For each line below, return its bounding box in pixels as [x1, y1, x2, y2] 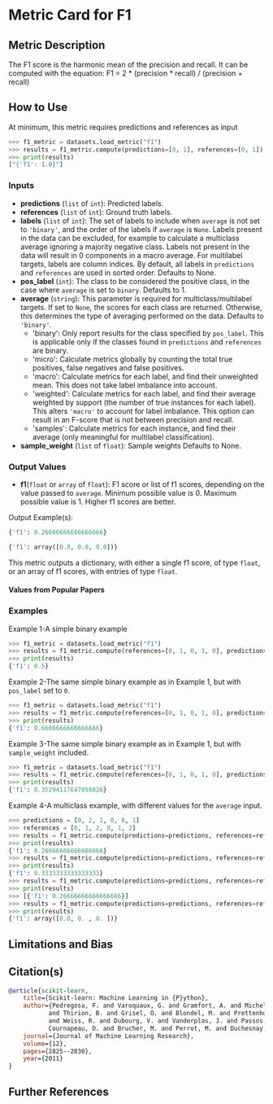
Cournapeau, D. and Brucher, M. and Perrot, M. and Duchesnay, [48, 1024, 267, 1032]
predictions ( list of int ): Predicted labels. [19, 198, 164, 208]
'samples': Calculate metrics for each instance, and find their [32, 423, 237, 433]
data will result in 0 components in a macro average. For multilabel [19, 250, 243, 260]
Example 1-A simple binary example [8, 624, 128, 633]
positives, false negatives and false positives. [32, 362, 184, 372]
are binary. [32, 345, 69, 355]
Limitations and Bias [8, 937, 114, 951]
